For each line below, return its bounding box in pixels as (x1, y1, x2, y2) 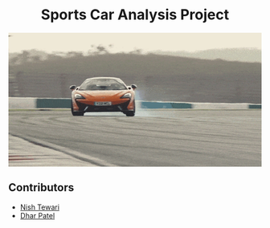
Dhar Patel (19, 210, 55, 220)
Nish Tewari (19, 202, 60, 212)
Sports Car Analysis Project (40, 6, 230, 24)
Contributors (8, 181, 75, 194)
